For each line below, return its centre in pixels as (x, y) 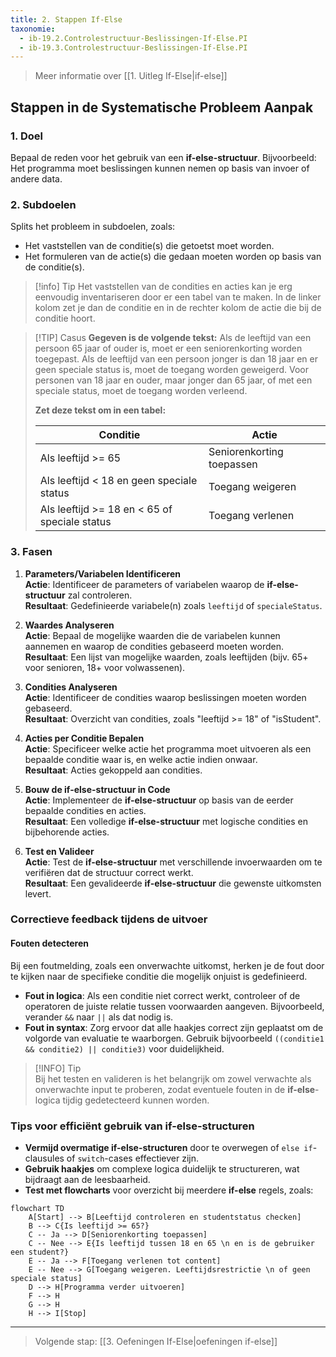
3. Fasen (31, 552)
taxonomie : (33, 29)
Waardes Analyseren (69, 625)
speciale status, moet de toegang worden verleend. (141, 391)
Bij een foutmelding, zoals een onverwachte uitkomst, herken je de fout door (167, 965)
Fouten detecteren (49, 943)
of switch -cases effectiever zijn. (133, 1158)
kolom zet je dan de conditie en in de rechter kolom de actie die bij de (178, 308)
